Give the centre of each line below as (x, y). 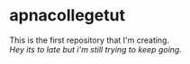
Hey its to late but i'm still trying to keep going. (95, 49)
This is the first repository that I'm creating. (89, 40)
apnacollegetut (68, 16)
